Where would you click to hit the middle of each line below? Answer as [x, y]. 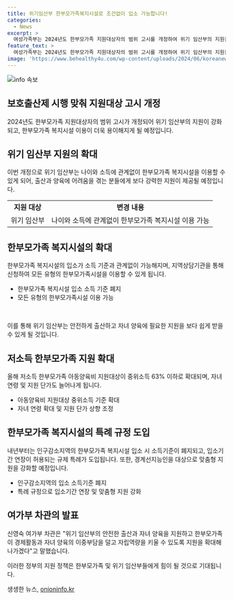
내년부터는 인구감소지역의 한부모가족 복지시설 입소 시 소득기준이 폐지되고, [106, 450]
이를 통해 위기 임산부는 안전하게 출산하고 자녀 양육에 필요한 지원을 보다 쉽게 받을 [115, 326]
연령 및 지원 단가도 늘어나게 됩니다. [54, 385]
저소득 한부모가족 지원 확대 [61, 358]
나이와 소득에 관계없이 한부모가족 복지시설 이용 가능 [130, 221]
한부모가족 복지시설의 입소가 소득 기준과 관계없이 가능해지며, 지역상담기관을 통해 [115, 265]
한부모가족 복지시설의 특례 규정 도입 [79, 432]
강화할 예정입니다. [44, 468]
